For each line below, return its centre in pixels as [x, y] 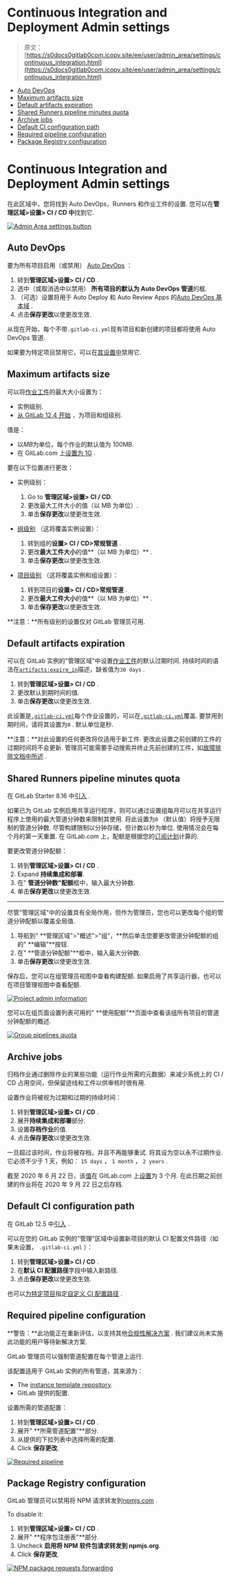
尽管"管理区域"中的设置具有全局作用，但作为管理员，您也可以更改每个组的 [112, 913]
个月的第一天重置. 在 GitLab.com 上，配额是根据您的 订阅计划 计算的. [103, 836]
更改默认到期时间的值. [48, 692]
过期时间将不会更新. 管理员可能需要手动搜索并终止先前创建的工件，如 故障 [111, 748]
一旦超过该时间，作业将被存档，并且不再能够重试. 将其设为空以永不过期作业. [115, 1152]
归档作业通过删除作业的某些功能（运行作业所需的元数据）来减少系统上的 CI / [115, 1074]
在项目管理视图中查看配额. [44, 985]
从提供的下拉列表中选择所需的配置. [66, 1439]
